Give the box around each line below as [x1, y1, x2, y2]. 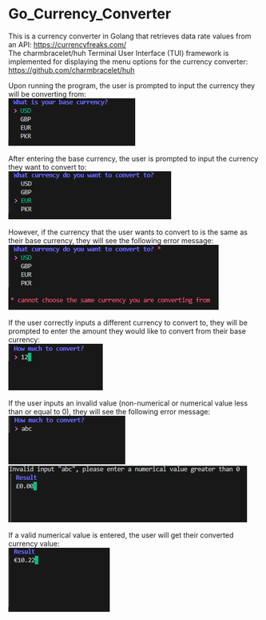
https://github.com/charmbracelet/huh [8, 65, 135, 74]
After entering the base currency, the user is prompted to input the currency [8, 154, 259, 163]
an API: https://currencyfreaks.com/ [8, 39, 127, 49]
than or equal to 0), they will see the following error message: [8, 406, 211, 416]
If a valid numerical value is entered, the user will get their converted [8, 530, 234, 540]
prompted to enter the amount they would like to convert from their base [8, 326, 246, 336]
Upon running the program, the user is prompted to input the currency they [8, 81, 256, 90]
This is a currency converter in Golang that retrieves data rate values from [8, 31, 252, 41]
